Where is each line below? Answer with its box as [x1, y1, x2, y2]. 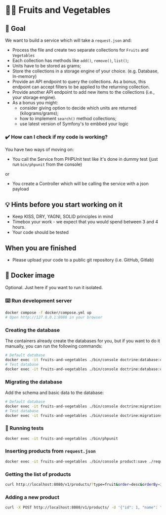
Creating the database [5, 326, 60, 333]
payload [12, 186, 29, 192]
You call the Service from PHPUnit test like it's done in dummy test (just [12, 156, 158, 162]
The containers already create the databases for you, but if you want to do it [5, 338, 161, 344]
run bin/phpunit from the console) [12, 161, 83, 168]
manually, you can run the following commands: [5, 343, 103, 349]
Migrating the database [5, 378, 63, 385]
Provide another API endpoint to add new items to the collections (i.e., [12, 89, 155, 95]
